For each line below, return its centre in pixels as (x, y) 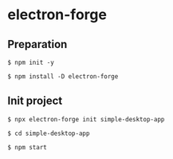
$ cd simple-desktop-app (49, 133)
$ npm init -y (31, 62)
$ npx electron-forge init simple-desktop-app (86, 119)
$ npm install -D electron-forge (63, 77)
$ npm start (27, 147)
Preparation (37, 44)
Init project (35, 101)
